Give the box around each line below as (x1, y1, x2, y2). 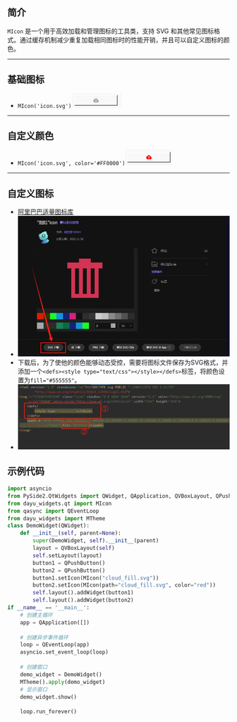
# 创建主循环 (20, 611, 53, 618)
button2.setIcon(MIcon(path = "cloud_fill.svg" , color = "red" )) (32, 582, 217, 589)
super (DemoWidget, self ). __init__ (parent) (32, 537, 159, 544)
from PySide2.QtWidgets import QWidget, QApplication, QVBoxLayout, (7, 492, 213, 499)
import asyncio (7, 485, 52, 492)
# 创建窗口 (20, 663, 48, 671)
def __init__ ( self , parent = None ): (20, 530, 121, 537)
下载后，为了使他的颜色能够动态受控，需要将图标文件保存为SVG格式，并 (17, 358, 229, 367)
